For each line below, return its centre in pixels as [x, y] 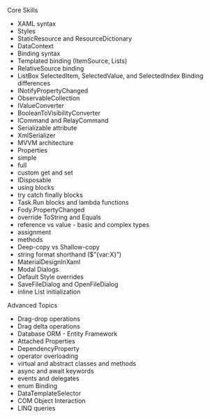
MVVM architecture [45, 143]
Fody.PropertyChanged [51, 210]
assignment [34, 232]
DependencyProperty [48, 349]
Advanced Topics [32, 305]
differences [34, 83]
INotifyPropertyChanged [53, 91]
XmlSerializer [36, 135]
